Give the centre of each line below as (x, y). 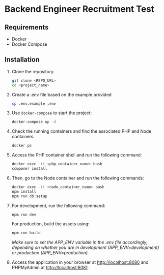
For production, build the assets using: (51, 224)
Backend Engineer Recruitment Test (80, 9)
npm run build (26, 233)
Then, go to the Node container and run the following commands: (78, 178)
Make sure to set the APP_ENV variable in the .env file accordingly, (80, 243)
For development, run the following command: (58, 206)
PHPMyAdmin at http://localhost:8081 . (50, 268)
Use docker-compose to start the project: (52, 113)
